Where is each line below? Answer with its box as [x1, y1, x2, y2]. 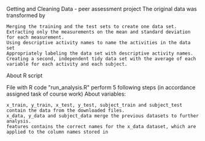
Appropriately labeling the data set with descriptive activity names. [6, 50, 193, 56]
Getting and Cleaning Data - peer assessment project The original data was [6, 6, 198, 12]
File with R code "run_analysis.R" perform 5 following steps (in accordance [6, 84, 196, 91]
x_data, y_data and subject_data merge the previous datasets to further [6, 113, 199, 119]
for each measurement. [6, 34, 64, 40]
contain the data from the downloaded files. [6, 107, 125, 113]
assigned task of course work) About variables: [6, 90, 126, 97]
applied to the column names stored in [6, 129, 109, 135]
